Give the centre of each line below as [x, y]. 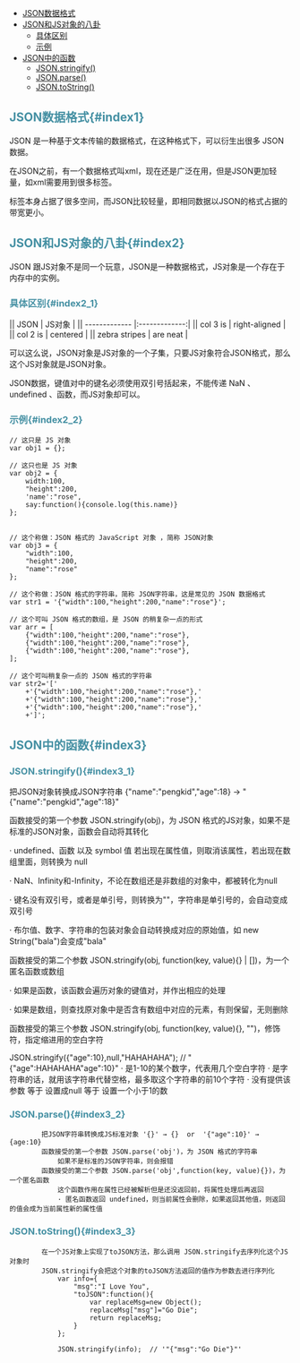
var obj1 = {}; [38, 449]
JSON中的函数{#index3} [78, 745]
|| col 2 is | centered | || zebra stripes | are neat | [99, 334]
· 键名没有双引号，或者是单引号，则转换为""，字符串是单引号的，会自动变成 [149, 899]
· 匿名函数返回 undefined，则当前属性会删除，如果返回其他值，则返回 [171, 1200]
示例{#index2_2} [46, 419]
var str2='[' [34, 684]
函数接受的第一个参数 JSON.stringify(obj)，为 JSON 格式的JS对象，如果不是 [150, 820]
